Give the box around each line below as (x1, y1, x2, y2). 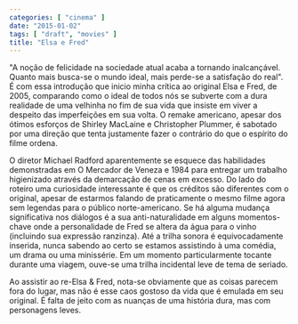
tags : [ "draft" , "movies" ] (9, 29, 117, 38)
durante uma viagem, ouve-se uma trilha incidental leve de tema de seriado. (9, 259, 288, 270)
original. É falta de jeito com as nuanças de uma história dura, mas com (9, 296, 271, 306)
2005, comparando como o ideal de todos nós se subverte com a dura (9, 91, 268, 101)
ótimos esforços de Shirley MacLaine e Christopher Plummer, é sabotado (9, 119, 278, 130)
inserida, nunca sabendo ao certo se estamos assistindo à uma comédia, (9, 240, 277, 251)
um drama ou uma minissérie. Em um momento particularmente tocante (9, 250, 272, 261)
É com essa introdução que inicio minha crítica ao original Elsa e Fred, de (9, 81, 278, 92)
